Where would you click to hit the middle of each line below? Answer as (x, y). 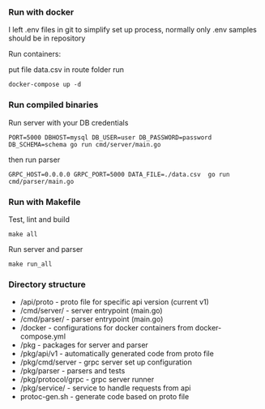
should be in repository (47, 38)
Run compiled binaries (53, 105)
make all (23, 234)
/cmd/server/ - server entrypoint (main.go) (92, 311)
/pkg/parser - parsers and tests (73, 371)
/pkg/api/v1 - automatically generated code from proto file (117, 354)
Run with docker (41, 12)
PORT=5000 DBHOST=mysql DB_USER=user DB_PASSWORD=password (110, 137)
